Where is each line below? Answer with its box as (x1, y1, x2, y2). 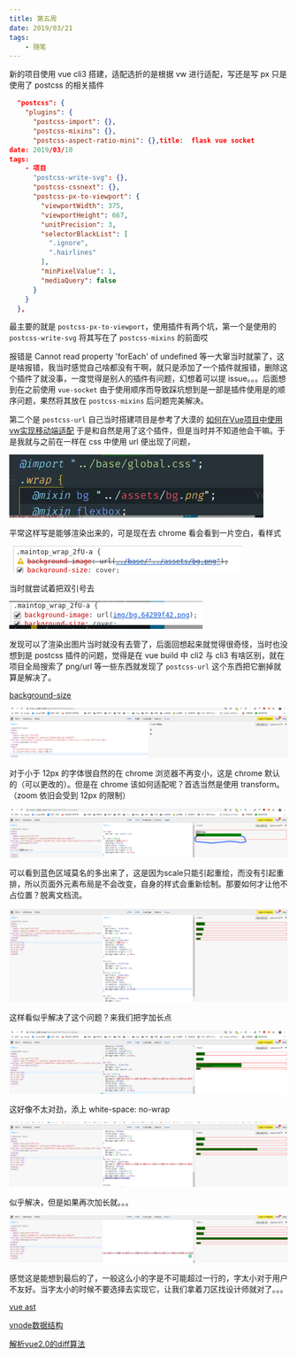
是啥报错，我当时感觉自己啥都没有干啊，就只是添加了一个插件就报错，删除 (9, 362, 280, 373)
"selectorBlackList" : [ (41, 229, 128, 238)
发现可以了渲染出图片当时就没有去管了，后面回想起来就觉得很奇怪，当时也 (9, 639, 280, 650)
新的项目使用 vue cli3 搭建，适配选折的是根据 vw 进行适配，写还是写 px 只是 (9, 69, 287, 80)
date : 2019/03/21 (9, 23, 73, 33)
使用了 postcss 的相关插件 (9, 80, 104, 90)
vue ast (9, 1302, 37, 1313)
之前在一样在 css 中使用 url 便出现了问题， (39, 437, 195, 447)
